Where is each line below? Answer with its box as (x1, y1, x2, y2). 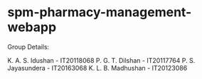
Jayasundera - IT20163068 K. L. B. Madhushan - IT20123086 (7, 63, 188, 72)
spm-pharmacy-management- (7, 4, 192, 20)
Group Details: (7, 42, 50, 51)
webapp (7, 19, 57, 35)
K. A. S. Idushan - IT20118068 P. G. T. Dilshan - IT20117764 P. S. (7, 56, 196, 64)
